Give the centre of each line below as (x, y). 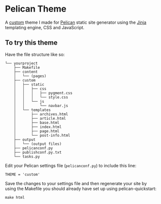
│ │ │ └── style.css (41, 97)
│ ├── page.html (37, 131)
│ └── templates (32, 110)
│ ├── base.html (37, 123)
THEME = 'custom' (23, 174)
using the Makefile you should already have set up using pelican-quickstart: (81, 188)
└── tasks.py (27, 157)
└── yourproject (21, 63)
